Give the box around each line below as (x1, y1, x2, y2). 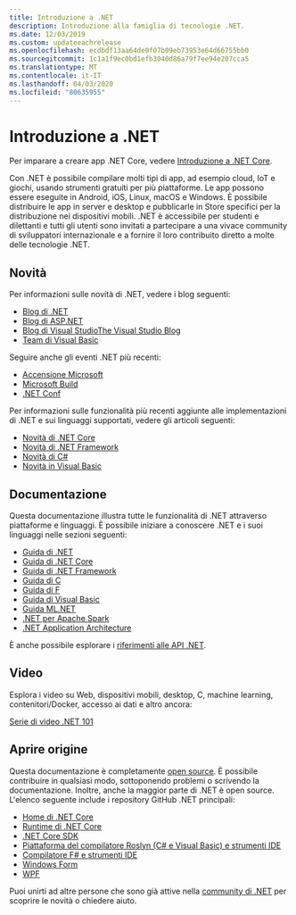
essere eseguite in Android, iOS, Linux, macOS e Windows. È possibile (9, 192, 267, 203)
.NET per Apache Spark (21, 613, 110, 624)
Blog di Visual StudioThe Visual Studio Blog (21, 325, 181, 336)
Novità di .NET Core (21, 432, 95, 443)
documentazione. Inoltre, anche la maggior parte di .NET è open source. (9, 785, 275, 795)
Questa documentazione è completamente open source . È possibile (9, 765, 259, 777)
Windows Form (21, 859, 78, 869)
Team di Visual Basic (21, 335, 99, 345)
